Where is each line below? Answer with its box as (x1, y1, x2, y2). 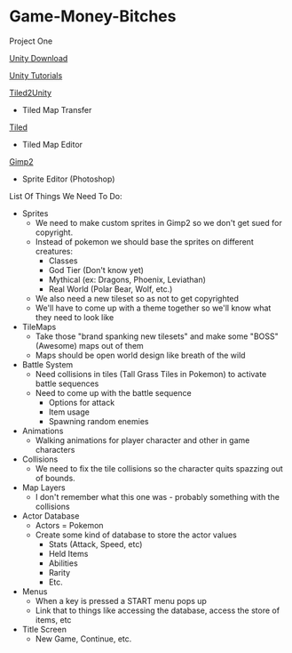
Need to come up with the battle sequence (35, 387, 193, 398)
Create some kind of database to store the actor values (35, 529, 237, 540)
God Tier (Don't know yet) (48, 264, 145, 275)
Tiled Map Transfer (21, 104, 92, 115)
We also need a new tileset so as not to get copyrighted (35, 293, 240, 303)
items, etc (35, 614, 72, 625)
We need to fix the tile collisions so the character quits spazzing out (35, 463, 284, 473)
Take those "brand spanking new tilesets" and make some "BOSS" (35, 331, 279, 342)
